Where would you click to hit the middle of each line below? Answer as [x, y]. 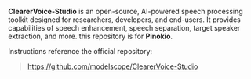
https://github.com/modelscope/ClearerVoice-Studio [113, 66]
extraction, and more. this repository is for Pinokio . [91, 36]
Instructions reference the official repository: [80, 51]
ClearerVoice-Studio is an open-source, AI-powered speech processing [125, 11]
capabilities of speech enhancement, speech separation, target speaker [124, 28]
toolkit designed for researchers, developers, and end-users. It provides [125, 20]
